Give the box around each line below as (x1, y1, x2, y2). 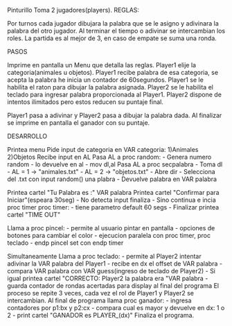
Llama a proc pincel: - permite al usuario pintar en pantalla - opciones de (7, 224, 215, 232)
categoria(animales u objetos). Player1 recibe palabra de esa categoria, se (7, 69, 219, 76)
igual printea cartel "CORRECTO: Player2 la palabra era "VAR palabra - (7, 274, 208, 282)
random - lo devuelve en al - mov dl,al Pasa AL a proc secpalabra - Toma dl (7, 160, 223, 169)
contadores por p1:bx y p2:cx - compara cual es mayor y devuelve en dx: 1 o (7, 304, 225, 311)
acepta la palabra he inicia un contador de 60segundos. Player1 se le (7, 76, 204, 84)
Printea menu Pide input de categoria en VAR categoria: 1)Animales (7, 146, 199, 153)
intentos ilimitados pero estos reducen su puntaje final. (7, 98, 164, 106)
